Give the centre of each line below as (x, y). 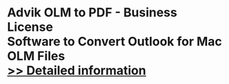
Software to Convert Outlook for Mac (115, 42)
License (30, 27)
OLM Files (36, 56)
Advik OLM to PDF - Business (92, 13)
